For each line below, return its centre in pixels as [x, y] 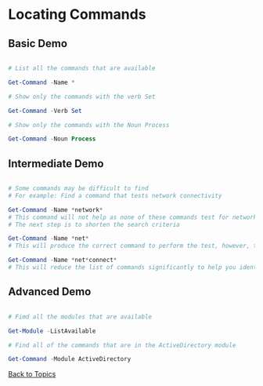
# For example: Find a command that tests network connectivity [115, 195]
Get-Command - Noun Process [52, 139]
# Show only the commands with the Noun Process [89, 125]
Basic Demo [38, 44]
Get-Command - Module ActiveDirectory [70, 359]
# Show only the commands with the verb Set [82, 96]
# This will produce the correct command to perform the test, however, [129, 246]
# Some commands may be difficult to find [78, 189]
